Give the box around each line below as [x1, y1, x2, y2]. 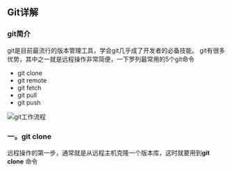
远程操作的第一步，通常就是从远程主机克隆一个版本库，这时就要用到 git [7, 148, 210, 157]
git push [17, 98, 41, 106]
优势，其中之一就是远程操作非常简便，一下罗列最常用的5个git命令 [7, 55, 194, 63]
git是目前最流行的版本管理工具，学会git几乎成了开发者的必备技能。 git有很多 [7, 46, 226, 54]
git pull [17, 91, 37, 99]
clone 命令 [7, 157, 38, 165]
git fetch [17, 83, 42, 92]
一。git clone [7, 131, 52, 141]
